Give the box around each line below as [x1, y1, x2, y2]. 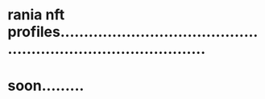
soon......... [7, 76, 85, 95]
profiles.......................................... [7, 23, 259, 41]
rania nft [7, 6, 65, 24]
